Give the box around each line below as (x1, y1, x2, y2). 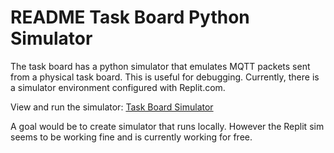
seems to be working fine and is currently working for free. (10, 131, 253, 143)
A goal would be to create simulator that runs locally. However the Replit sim (10, 120, 325, 132)
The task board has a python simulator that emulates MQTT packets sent (10, 60, 311, 72)
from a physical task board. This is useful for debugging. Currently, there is (10, 71, 320, 83)
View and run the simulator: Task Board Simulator (10, 101, 214, 113)
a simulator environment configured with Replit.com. (10, 81, 226, 93)
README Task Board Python (10, 6, 250, 29)
